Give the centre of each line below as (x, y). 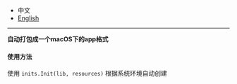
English (28, 18)
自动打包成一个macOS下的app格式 (58, 39)
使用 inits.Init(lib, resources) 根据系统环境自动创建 (87, 73)
